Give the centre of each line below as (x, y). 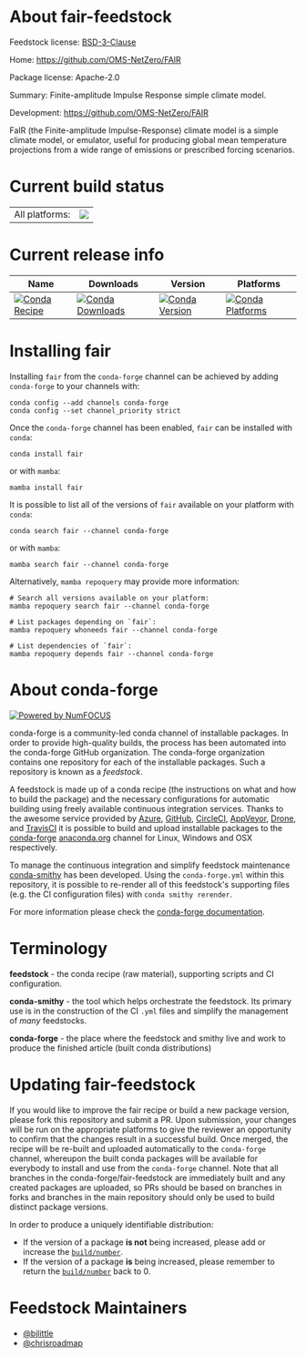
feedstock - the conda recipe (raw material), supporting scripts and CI (142, 973)
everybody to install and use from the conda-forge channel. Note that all (144, 1167)
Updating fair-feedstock (102, 1084)
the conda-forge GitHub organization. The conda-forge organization (138, 752)
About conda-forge (84, 689)
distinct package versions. (59, 1207)
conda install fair (46, 454)
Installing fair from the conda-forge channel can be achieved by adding (144, 376)
